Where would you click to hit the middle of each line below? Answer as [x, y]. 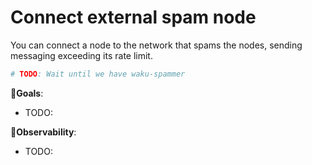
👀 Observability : [43, 132]
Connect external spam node [133, 17]
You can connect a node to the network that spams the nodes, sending [156, 45]
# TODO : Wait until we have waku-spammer [98, 74]
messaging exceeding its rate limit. [81, 55]
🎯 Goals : [27, 93]
